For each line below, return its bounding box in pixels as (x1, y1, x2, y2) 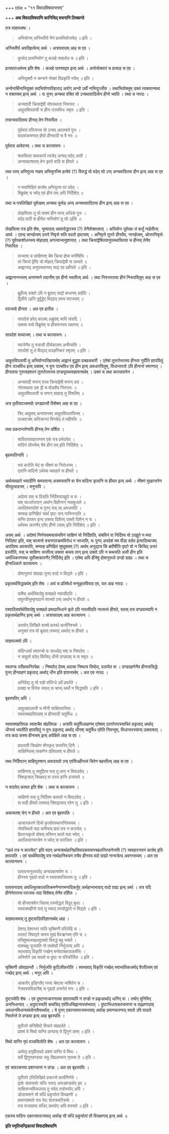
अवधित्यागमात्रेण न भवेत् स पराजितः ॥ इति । (17, 837, 88, 843)
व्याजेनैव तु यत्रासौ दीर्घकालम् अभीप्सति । (17, 342, 81, 348)
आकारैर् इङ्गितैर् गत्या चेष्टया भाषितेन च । (17, 980, 84, 986)
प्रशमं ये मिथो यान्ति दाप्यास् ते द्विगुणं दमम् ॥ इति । (17, 1029, 95, 1034)
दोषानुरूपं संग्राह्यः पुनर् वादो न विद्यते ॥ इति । (17, 571, 88, 577)
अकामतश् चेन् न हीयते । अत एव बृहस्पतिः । (5, 810, 74, 816)
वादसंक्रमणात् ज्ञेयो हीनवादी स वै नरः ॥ (17, 133, 78, 139)
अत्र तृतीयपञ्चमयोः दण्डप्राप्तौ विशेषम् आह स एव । (5, 401, 82, 406)
